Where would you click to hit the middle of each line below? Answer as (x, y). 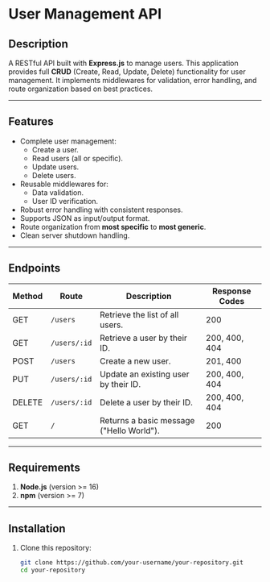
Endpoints (35, 268)
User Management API (85, 14)
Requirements (44, 468)
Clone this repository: (55, 548)
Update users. (55, 167)
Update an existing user (145, 374)
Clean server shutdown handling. (75, 235)
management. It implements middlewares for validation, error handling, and (133, 80)
